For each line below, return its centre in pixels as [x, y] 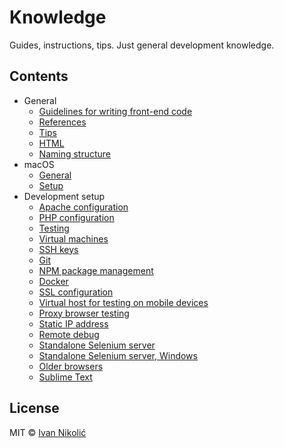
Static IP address [73, 323]
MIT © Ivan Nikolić [48, 432]
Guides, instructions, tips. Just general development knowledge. [142, 45]
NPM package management [96, 270]
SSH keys [58, 249]
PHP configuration [76, 217]
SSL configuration [76, 292]
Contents [39, 76]
